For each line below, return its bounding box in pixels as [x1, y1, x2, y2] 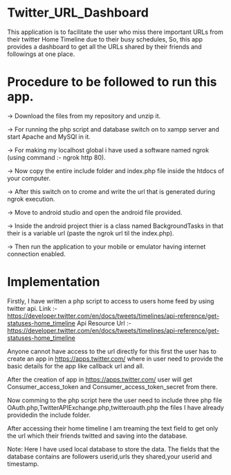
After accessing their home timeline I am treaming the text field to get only [7, 424, 219, 432]
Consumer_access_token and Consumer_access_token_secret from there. [7, 382, 218, 391]
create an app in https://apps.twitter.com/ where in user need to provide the [7, 355, 223, 363]
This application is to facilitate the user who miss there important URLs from [7, 28, 223, 36]
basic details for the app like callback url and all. [7, 361, 145, 370]
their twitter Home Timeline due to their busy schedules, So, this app [7, 35, 203, 43]
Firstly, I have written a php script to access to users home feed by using [7, 296, 214, 305]
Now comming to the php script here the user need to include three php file [7, 396, 223, 404]
